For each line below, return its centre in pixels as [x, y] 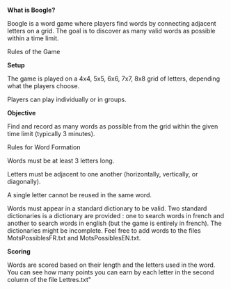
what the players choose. [43, 86]
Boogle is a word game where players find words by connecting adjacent [112, 23]
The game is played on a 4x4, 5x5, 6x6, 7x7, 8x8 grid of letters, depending [114, 79]
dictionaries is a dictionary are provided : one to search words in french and [116, 216]
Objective [22, 113]
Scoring [19, 251]
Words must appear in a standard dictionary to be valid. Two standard [107, 208]
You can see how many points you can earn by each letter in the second [111, 272]
